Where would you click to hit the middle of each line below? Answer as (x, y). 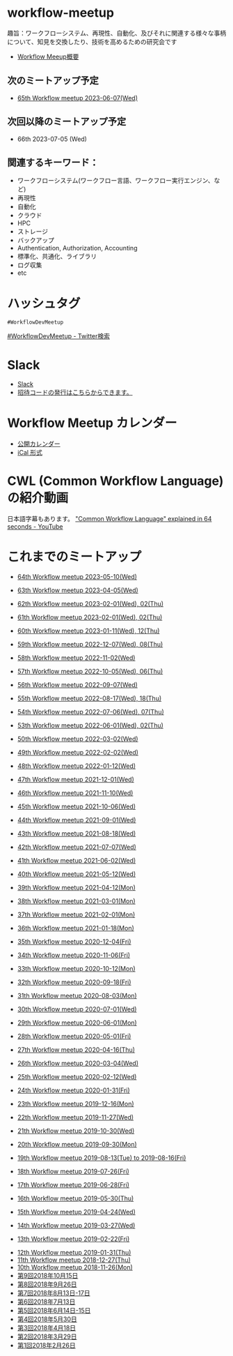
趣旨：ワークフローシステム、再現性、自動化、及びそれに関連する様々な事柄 (117, 33)
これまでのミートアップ (74, 557)
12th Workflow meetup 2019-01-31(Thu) (74, 1253)
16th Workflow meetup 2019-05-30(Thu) (75, 1198)
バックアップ (35, 240)
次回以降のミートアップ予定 (67, 122)
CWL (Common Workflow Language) (115, 481)
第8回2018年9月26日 (47, 1284)
